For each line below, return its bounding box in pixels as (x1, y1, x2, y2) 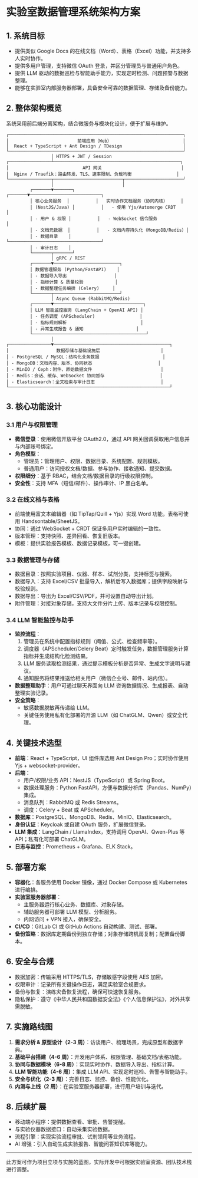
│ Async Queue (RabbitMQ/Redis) (51, 295, 131, 301)
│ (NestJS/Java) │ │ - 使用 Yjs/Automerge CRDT (29, 204, 176, 210)
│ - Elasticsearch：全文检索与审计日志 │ (6, 379, 164, 385)
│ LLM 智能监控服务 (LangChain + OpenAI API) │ (29, 307, 144, 313)
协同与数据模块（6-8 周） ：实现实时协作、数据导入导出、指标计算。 (14, 1061, 178, 1068)
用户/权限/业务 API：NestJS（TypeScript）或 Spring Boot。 (23, 776, 168, 784)
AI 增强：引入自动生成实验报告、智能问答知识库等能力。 (14, 1140, 151, 1147)
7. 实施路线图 (6, 1022, 53, 1032)
